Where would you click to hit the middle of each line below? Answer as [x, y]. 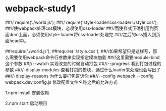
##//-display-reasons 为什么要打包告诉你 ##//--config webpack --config [79, 76]
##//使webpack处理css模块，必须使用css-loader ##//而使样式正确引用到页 [82, 28]
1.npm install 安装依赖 [27, 93]
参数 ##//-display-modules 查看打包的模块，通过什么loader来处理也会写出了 [83, 69]
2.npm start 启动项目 [26, 103]
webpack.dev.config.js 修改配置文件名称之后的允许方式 [61, 82]
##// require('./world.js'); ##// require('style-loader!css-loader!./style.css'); [82, 22]
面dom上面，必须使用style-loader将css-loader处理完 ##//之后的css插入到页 [83, 34]
